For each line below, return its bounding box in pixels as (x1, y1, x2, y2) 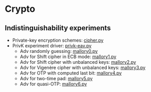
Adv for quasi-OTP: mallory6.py (20, 81, 87, 87)
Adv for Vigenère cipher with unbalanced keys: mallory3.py (20, 65, 146, 70)
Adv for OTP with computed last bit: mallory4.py (20, 70, 122, 76)
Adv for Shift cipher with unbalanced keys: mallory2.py (20, 59, 137, 65)
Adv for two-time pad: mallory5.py (20, 76, 93, 81)
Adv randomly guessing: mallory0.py (20, 48, 98, 54)
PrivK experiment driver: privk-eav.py (12, 43, 92, 49)
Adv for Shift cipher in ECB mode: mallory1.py (20, 53, 117, 60)
